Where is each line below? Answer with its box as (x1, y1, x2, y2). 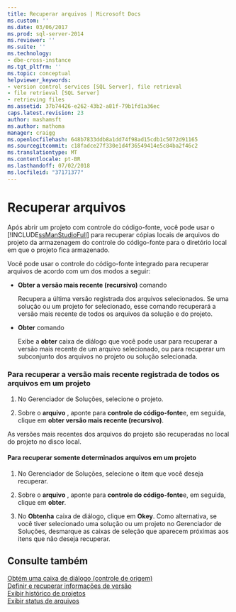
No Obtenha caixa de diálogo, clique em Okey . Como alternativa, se (17, 512, 218, 520)
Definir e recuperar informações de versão (7, 581, 133, 590)
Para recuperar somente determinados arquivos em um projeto (7, 454, 197, 462)
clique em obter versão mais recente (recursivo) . (17, 416, 164, 425)
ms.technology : (7, 50, 52, 58)
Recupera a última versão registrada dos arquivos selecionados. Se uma (17, 294, 229, 302)
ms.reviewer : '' (7, 37, 55, 44)
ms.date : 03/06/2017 (7, 23, 69, 31)
